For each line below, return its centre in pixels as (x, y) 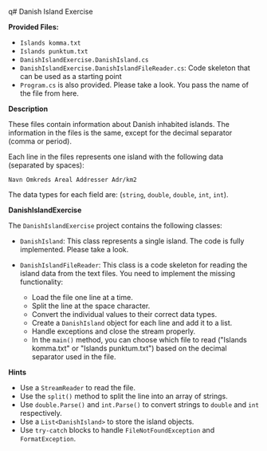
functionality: (41, 282)
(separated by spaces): (47, 165)
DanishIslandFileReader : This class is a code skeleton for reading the (133, 265)
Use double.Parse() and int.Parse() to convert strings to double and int (139, 405)
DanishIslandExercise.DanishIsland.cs (84, 60)
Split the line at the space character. (91, 306)
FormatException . (48, 439)
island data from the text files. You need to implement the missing (128, 273)
